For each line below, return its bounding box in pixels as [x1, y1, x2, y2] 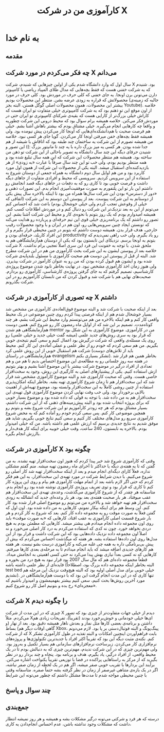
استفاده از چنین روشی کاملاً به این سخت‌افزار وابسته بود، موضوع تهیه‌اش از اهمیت [5, 384, 154, 390]
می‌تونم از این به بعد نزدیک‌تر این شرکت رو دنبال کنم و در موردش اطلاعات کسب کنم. [5, 206, 159, 212]
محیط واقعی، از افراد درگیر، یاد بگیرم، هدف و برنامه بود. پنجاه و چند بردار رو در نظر [5, 651, 156, 657]
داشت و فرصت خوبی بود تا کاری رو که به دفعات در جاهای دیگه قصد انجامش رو [5, 180, 148, 186]
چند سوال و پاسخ [5, 686, 51, 694]
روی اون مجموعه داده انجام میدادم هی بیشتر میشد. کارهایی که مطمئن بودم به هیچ [5, 520, 154, 526]
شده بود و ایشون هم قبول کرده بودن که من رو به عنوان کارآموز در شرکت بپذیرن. [5, 258, 152, 264]
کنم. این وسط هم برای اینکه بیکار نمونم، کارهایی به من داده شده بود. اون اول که [5, 505, 150, 510]
